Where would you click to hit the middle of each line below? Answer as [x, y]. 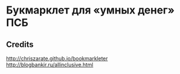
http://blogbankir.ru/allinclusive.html [50, 65]
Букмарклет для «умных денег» [90, 10]
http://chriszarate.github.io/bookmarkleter [57, 58]
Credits [20, 44]
